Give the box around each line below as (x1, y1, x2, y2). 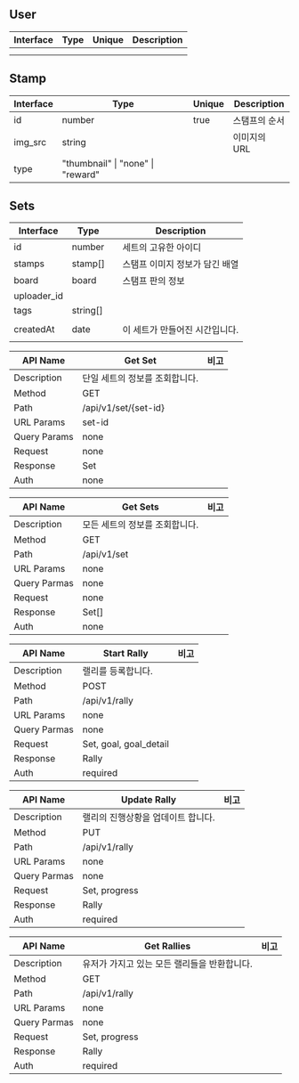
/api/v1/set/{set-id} (82, 402, 165, 414)
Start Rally (102, 647, 149, 660)
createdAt (13, 323, 55, 336)
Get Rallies (143, 940, 191, 952)
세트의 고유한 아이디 (122, 241, 202, 254)
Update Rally (121, 794, 176, 806)
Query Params (13, 431, 74, 444)
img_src (13, 135, 47, 148)
